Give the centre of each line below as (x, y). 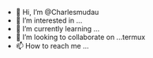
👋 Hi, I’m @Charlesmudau (57, 12)
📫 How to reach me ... (52, 46)
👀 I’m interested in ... (49, 20)
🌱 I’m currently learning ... (58, 29)
